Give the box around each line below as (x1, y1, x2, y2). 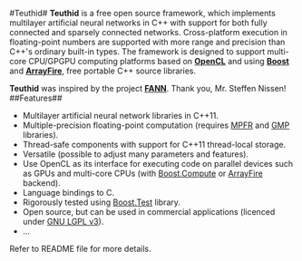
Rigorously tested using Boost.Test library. (22, 197, 181, 208)
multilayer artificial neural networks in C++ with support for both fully (9, 17, 268, 28)
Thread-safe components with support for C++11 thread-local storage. (22, 140, 287, 150)
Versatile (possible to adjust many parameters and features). (22, 149, 249, 159)
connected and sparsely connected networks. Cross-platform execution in (9, 27, 288, 37)
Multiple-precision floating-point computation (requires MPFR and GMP (22, 120, 290, 130)
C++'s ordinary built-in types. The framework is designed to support (9, 46, 266, 57)
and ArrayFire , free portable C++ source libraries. (9, 65, 197, 76)
